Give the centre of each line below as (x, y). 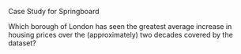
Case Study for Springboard (54, 11)
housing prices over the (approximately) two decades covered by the (120, 35)
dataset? (23, 43)
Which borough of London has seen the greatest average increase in (120, 26)
